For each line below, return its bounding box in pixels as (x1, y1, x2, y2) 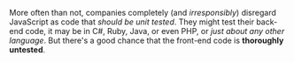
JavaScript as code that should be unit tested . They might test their (9, 17, 255, 27)
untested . (9, 45, 46, 55)
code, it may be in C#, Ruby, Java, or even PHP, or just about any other (25, 26, 285, 36)
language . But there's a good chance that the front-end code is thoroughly (9, 35, 284, 45)
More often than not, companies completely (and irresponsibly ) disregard (9, 8, 276, 17)
